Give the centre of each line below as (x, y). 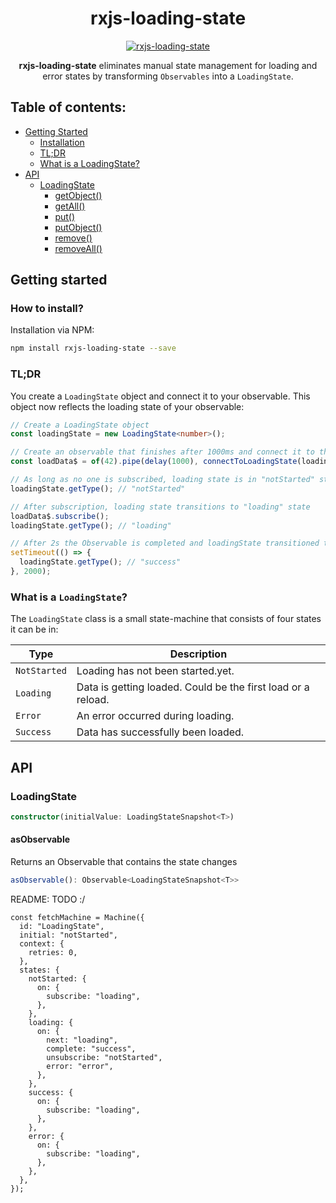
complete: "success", (91, 1048)
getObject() (78, 195)
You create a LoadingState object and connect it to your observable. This (160, 396)
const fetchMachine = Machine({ (77, 917)
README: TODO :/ (48, 899)
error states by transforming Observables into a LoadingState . (168, 76)
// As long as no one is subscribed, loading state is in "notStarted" (162, 480)
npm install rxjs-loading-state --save (93, 348)
